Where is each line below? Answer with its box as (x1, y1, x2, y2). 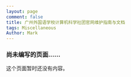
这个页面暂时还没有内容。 (6, 65, 68, 72)
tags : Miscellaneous (6, 24, 57, 31)
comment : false (6, 14, 43, 20)
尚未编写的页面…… (6, 51, 61, 59)
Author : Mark (6, 30, 38, 36)
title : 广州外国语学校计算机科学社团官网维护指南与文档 (6, 19, 125, 25)
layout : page (6, 8, 38, 15)
